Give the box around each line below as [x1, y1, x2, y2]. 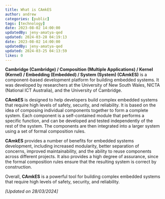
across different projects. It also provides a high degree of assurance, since [5, 154, 159, 160]
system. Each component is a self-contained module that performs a [5, 113, 144, 119]
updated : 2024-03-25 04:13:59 [5, 48, 67, 53]
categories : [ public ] [5, 16, 50, 21]
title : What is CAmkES [5, 7, 52, 12]
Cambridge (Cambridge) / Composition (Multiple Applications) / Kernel [5, 66, 153, 72]
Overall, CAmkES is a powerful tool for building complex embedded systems [5, 173, 161, 180]
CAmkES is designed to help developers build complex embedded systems [5, 97, 158, 103]
